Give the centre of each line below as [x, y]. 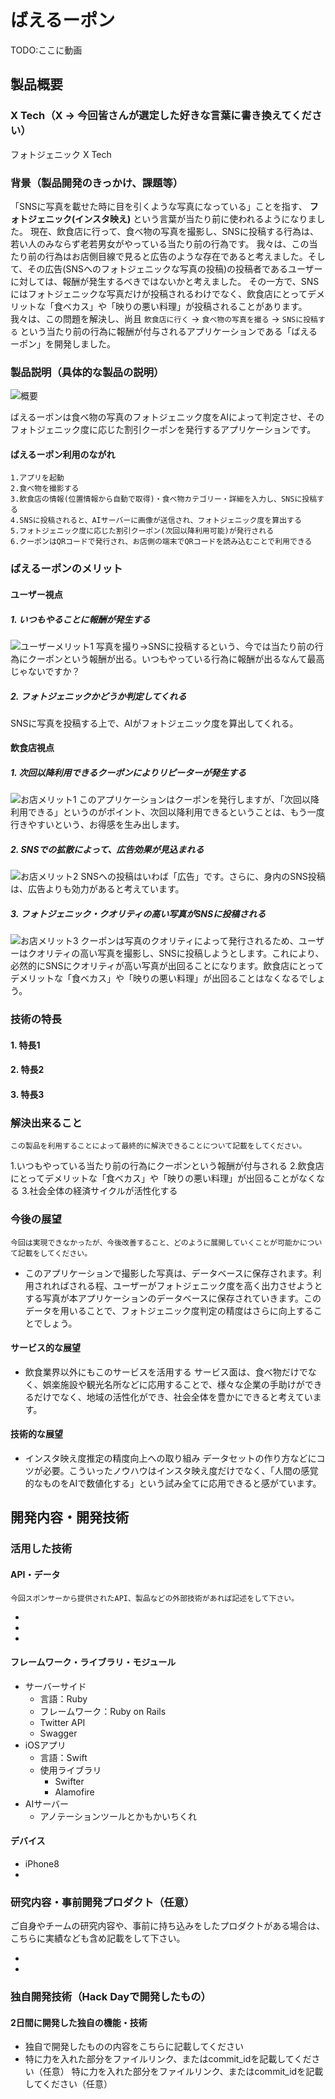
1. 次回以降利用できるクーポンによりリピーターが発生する [128, 773]
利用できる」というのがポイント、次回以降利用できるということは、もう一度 [167, 812]
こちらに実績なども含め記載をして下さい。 [98, 1938]
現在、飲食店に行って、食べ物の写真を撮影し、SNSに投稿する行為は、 [174, 231]
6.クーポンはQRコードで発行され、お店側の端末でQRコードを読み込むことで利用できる [161, 542]
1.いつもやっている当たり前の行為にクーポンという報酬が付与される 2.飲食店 [167, 1166]
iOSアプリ [45, 1745]
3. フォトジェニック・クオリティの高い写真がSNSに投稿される [138, 914]
